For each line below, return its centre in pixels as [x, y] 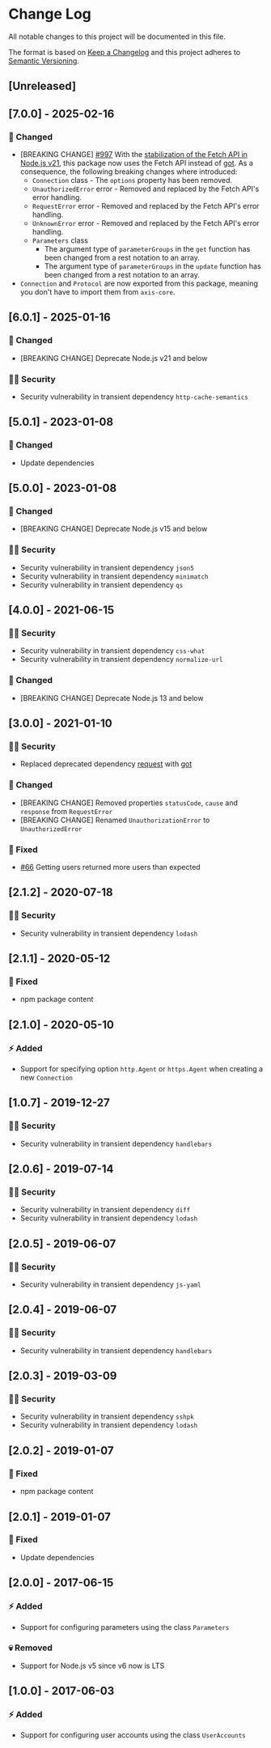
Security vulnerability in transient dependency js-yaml [110, 1284]
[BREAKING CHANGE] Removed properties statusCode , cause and [129, 803]
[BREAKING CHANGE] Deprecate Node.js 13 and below [112, 698]
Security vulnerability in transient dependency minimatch [114, 576]
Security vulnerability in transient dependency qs [102, 584]
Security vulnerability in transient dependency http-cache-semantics [134, 397]
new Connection [46, 1078]
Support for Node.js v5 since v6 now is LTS [92, 1665]
